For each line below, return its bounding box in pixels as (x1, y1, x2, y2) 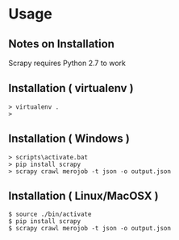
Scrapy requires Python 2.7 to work (8, 58, 127, 68)
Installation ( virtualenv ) (8, 81, 135, 95)
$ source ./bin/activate (8, 210, 92, 218)
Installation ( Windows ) (8, 132, 131, 146)
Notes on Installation (8, 37, 115, 51)
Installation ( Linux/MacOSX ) (8, 189, 159, 203)
